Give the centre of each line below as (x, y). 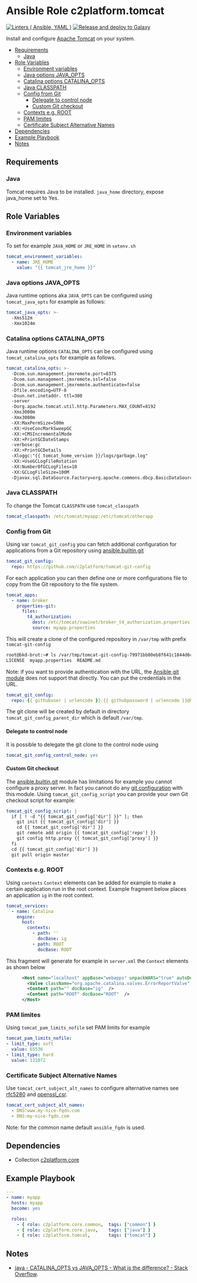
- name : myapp (23, 1198)
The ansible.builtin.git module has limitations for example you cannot (89, 781)
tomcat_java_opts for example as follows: (56, 302)
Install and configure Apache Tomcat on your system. (71, 38)
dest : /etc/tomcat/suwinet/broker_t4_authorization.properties (111, 622)
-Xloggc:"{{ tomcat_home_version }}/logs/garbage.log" (80, 456)
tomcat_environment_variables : (44, 257)
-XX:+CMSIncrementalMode (42, 434)
